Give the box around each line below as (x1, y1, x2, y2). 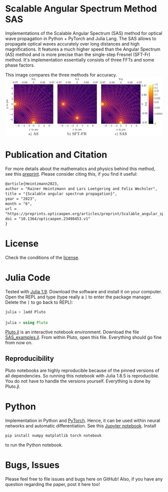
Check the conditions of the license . (5, 254, 80, 260)
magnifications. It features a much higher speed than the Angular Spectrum (5, 46, 161, 52)
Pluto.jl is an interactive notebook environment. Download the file (5, 329, 139, 335)
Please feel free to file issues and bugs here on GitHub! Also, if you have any (5, 476, 163, 482)
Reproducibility (5, 354, 54, 363)
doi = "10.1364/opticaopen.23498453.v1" (5, 216, 91, 221)
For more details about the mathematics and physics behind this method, (5, 166, 155, 172)
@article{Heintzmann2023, (5, 181, 59, 186)
